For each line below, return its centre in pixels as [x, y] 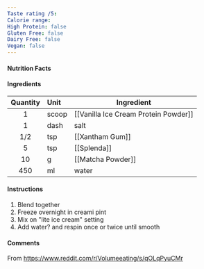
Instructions [25, 189]
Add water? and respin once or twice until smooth [88, 227]
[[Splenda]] [93, 148]
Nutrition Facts [29, 68]
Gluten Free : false [35, 33]
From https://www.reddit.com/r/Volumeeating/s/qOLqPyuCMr [95, 259]
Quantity [25, 102]
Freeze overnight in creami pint [62, 212]
